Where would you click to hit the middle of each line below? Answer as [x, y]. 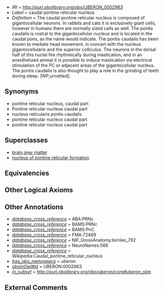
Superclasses [26, 141]
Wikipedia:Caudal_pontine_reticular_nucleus [57, 256]
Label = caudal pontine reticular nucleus [53, 12]
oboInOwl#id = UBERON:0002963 [47, 267]
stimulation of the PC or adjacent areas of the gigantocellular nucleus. [83, 65]
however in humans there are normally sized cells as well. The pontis [82, 28]
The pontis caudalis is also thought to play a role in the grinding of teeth [85, 71]
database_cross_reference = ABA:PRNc [53, 219]
